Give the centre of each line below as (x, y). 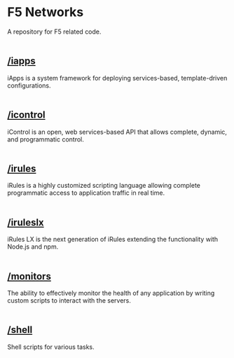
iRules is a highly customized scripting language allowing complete (104, 186)
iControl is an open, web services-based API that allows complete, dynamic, (117, 132)
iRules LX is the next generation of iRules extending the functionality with (113, 240)
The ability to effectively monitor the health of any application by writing (111, 293)
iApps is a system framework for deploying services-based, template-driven (117, 78)
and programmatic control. (46, 139)
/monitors (29, 276)
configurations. (29, 85)
